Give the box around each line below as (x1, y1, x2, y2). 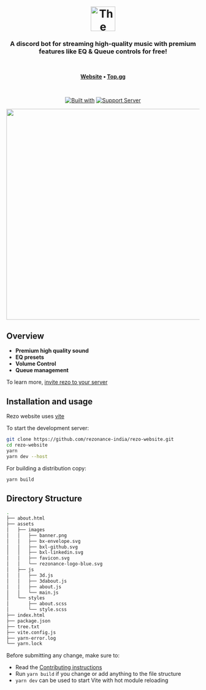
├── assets (6, 521, 34, 527)
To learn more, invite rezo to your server (6, 378, 108, 386)
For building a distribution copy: (6, 464, 87, 472)
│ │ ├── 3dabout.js (6, 578, 67, 584)
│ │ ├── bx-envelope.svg (6, 538, 81, 544)
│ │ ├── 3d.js (6, 572, 53, 578)
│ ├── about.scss (6, 601, 67, 607)
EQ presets (15, 353, 45, 361)
